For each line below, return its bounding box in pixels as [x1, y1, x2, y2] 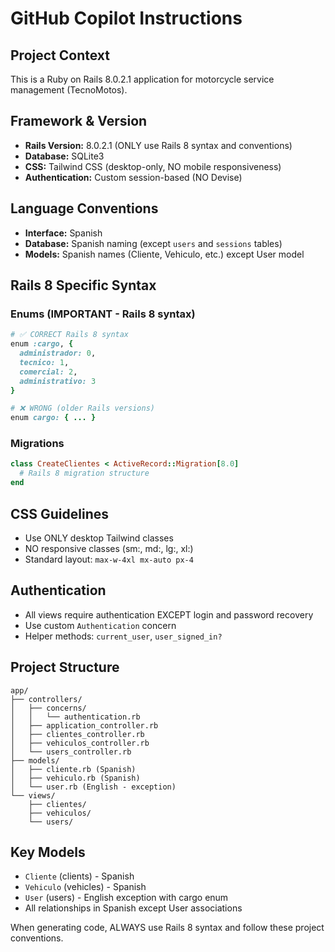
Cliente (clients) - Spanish [24, 870, 135, 882]
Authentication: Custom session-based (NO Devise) [24, 171, 243, 183]
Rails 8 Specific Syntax [10, 277, 157, 294]
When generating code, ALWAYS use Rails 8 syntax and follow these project [10, 922, 325, 934]
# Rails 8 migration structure [19, 468, 150, 479]
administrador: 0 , [19, 348, 97, 359]
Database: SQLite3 [24, 150, 105, 162]
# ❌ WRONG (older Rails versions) [10, 403, 155, 414]
